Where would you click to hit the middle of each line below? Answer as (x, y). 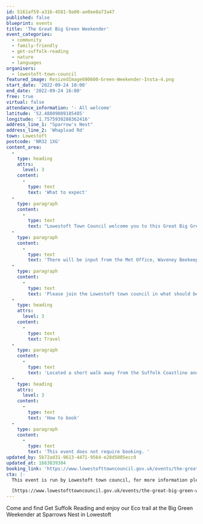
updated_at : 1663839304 (36, 463)
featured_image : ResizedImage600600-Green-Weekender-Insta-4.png (90, 79)
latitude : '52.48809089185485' (46, 113)
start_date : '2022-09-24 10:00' (47, 86)
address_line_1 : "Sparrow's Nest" (50, 125)
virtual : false (25, 102)
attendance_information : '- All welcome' (59, 108)
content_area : (24, 147)
